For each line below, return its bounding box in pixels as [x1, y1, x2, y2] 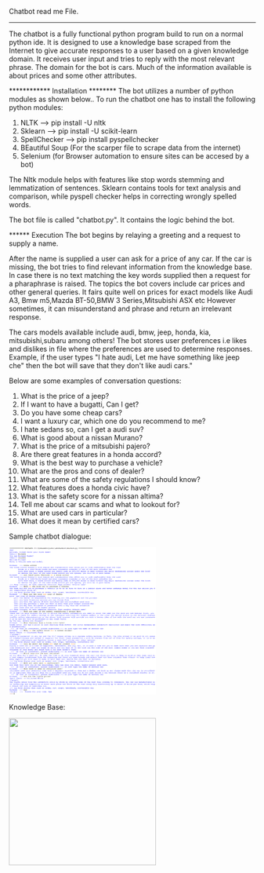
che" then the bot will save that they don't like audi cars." [9, 361, 193, 370]
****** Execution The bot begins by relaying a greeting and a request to [9, 231, 241, 239]
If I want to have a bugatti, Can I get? [20, 400, 139, 409]
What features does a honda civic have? [20, 483, 150, 492]
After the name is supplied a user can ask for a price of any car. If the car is [9, 254, 252, 263]
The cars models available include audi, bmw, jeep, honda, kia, [9, 327, 212, 337]
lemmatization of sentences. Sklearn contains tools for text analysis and [9, 184, 241, 192]
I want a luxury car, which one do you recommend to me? [20, 416, 206, 426]
